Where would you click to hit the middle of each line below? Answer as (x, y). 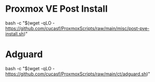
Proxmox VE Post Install (56, 9)
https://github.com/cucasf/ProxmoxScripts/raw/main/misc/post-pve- (77, 28)
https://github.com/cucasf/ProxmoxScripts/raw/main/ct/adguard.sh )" (78, 74)
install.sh (15, 34)
